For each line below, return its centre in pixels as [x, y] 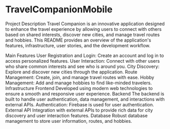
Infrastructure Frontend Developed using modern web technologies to [79, 88]
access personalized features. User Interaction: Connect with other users [83, 61]
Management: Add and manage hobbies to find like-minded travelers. [79, 83]
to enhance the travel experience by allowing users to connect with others [83, 29]
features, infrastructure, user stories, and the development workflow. [78, 45]
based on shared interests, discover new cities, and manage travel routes [82, 34]
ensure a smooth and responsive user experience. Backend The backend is [85, 94]
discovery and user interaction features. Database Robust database [77, 115]
